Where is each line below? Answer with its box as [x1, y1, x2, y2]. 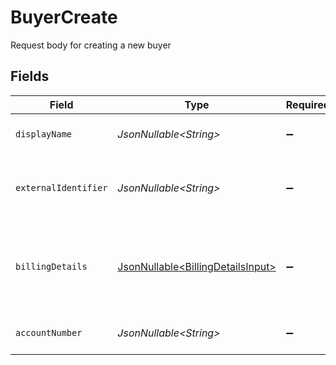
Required [285, 97, 330, 111]
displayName [15, 128, 73, 140]
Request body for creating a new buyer [10, 39, 172, 51]
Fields [10, 68, 50, 85]
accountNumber [15, 327, 83, 338]
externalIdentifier [15, 182, 108, 193]
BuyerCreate [10, 6, 118, 29]
